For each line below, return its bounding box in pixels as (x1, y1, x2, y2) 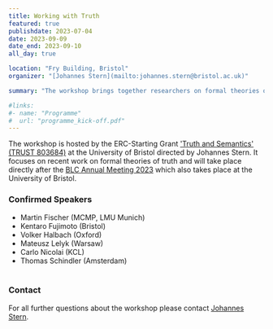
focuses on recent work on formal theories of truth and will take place (8, 156, 242, 166)
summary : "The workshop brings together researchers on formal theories (8, 86, 260, 94)
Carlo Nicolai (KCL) (19, 247, 85, 257)
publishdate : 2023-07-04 (8, 27, 93, 35)
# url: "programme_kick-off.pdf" (8, 116, 126, 125)
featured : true (8, 20, 60, 28)
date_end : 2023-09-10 (8, 42, 82, 50)
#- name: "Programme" (8, 109, 82, 117)
